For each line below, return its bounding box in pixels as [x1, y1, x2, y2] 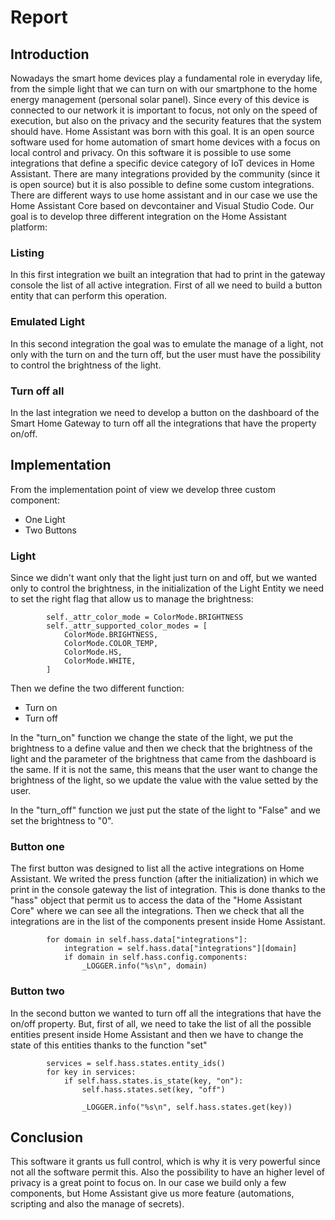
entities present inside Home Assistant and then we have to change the [10, 1028, 304, 1040]
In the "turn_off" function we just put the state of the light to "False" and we [10, 804, 321, 816]
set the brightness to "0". [10, 815, 114, 826]
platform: [10, 221, 48, 233]
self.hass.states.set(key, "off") [81, 1084, 226, 1095]
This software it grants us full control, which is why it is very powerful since [10, 1156, 321, 1168]
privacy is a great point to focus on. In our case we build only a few [10, 1177, 287, 1189]
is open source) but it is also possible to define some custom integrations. [10, 179, 315, 190]
